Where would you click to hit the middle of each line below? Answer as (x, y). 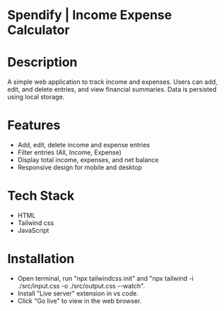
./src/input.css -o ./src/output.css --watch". (81, 286)
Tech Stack (41, 196)
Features (34, 125)
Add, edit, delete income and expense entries (84, 145)
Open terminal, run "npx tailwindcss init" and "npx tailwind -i (105, 278)
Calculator (39, 30)
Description (42, 62)
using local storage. (36, 97)
